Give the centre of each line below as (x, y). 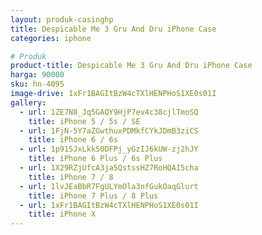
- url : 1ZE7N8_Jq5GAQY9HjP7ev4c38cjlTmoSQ (109, 112)
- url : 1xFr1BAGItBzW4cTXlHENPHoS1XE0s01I (109, 205)
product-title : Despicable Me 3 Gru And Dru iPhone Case (131, 66)
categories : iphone (51, 38)
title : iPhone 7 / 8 (71, 177)
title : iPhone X (62, 214)
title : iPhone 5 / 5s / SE (84, 121)
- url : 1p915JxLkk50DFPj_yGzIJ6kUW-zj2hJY (109, 149)
